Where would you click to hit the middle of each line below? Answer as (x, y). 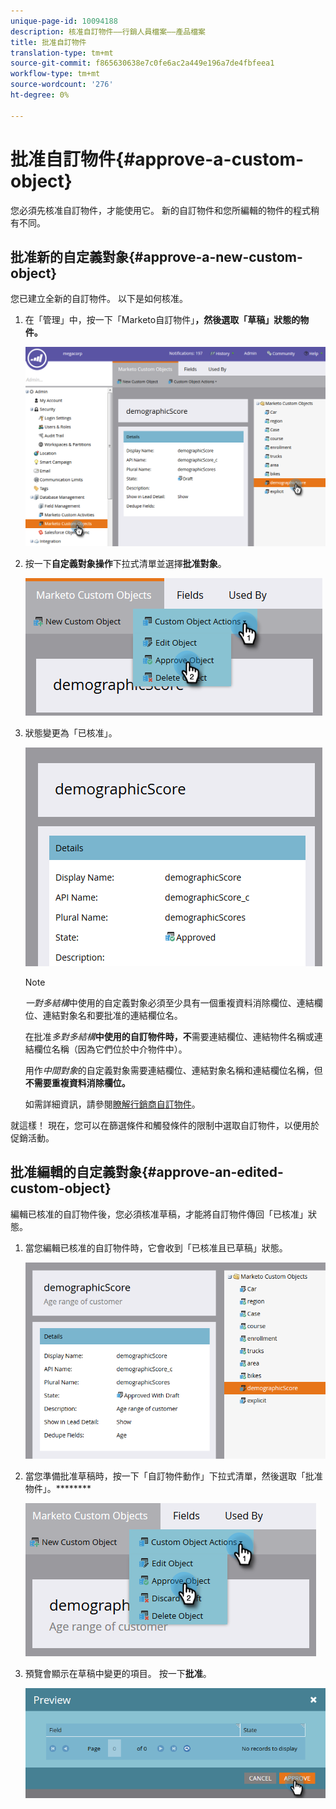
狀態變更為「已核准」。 (71, 732)
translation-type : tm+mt (62, 53)
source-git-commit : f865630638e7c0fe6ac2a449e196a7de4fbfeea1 (142, 63)
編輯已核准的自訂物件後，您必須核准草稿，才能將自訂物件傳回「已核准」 (159, 1214)
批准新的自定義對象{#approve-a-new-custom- (156, 256)
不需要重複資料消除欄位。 (77, 1082)
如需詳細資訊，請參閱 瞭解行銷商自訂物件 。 (112, 1104)
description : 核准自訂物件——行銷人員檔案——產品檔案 (108, 31)
